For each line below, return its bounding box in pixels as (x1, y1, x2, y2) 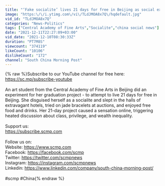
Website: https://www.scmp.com (5, 144, 71, 150)
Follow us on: (5, 139, 32, 145)
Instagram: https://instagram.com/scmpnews (5, 160, 96, 166)
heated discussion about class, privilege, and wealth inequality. (5, 113, 134, 119)
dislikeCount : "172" (5, 53, 48, 58)
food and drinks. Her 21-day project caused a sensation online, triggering (5, 108, 153, 114)
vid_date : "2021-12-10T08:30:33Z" (5, 35, 76, 40)
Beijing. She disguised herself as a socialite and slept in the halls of (5, 97, 141, 103)
